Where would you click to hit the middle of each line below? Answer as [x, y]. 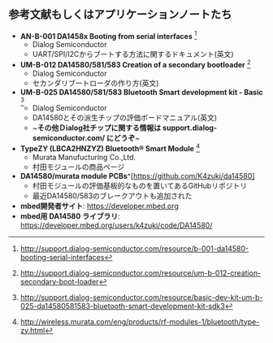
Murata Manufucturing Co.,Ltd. [84, 157]
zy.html [32, 330]
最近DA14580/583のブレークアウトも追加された [112, 195]
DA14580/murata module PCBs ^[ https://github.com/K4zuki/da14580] [137, 176]
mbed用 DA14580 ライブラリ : [70, 216]
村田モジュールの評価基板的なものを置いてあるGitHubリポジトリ [140, 185]
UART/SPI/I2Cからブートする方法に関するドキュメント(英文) [133, 54]
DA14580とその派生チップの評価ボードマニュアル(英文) [125, 118]
